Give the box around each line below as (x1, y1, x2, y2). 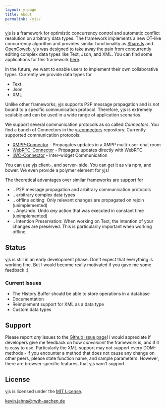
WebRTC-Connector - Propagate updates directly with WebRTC (12, 147, 143, 153)
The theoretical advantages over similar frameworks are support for (5, 177, 144, 183)
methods (5, 350, 23, 356)
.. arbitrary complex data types (12, 192, 75, 198)
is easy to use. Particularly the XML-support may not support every (5, 345, 143, 351)
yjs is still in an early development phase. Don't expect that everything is (5, 257, 153, 263)
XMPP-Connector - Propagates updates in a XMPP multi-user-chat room (12, 142, 161, 148)
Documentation (12, 296, 44, 302)
